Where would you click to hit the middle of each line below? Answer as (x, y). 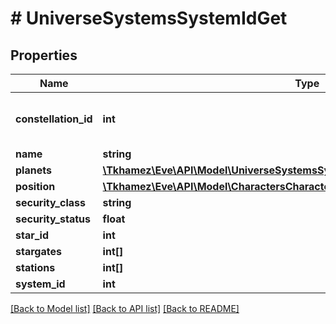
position (35, 186)
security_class (50, 202)
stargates (38, 251)
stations (35, 267)
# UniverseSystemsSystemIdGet (149, 18)
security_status (53, 219)
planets (33, 170)
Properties (44, 55)
